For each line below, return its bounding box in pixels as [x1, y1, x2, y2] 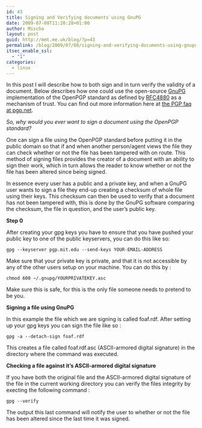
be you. [6, 292, 25, 299]
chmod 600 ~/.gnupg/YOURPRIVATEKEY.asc [6, 275, 106, 281]
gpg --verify [6, 398, 39, 405]
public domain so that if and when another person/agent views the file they [6, 142, 192, 150]
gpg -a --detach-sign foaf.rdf [6, 334, 85, 340]
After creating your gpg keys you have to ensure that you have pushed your [6, 229, 194, 236]
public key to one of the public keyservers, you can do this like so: [6, 235, 170, 242]
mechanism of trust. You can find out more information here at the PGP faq [6, 100, 192, 108]
